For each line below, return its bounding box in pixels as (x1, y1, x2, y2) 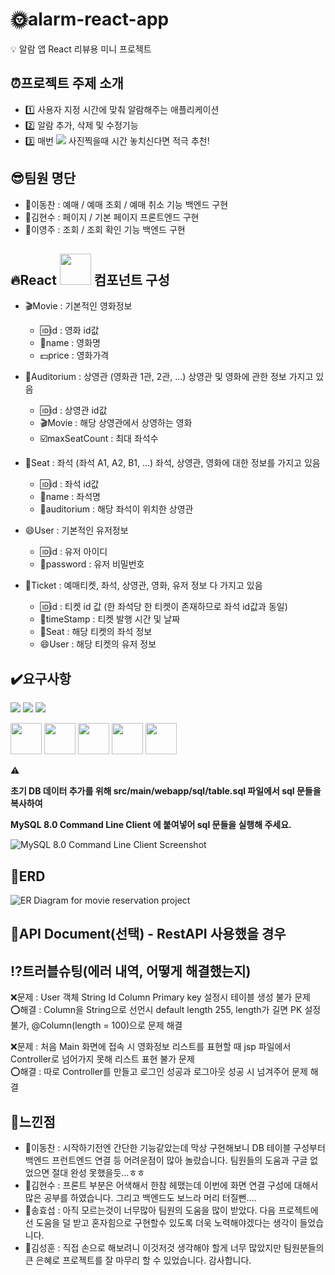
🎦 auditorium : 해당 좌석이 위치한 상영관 (39, 503, 194, 515)
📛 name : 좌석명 (39, 491, 101, 503)
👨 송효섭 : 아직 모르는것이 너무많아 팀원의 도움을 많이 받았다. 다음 (24, 1204, 277, 1217)
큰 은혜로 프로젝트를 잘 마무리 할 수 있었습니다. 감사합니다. (24, 1254, 252, 1267)
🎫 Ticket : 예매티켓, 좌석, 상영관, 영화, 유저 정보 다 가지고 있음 (24, 579, 263, 592)
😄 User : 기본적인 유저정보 (24, 524, 129, 537)
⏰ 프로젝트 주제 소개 (10, 75, 124, 92)
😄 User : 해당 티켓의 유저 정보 (39, 638, 157, 650)
